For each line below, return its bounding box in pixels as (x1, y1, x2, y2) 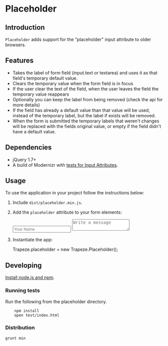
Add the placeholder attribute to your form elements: (12, 210, 122, 216)
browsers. (5, 42, 26, 48)
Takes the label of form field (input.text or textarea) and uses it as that (12, 70, 157, 76)
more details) (12, 102, 40, 108)
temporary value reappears (12, 91, 69, 97)
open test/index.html (14, 313, 59, 318)
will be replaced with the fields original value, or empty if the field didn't (12, 123, 161, 129)
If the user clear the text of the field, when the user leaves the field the (12, 86, 159, 92)
